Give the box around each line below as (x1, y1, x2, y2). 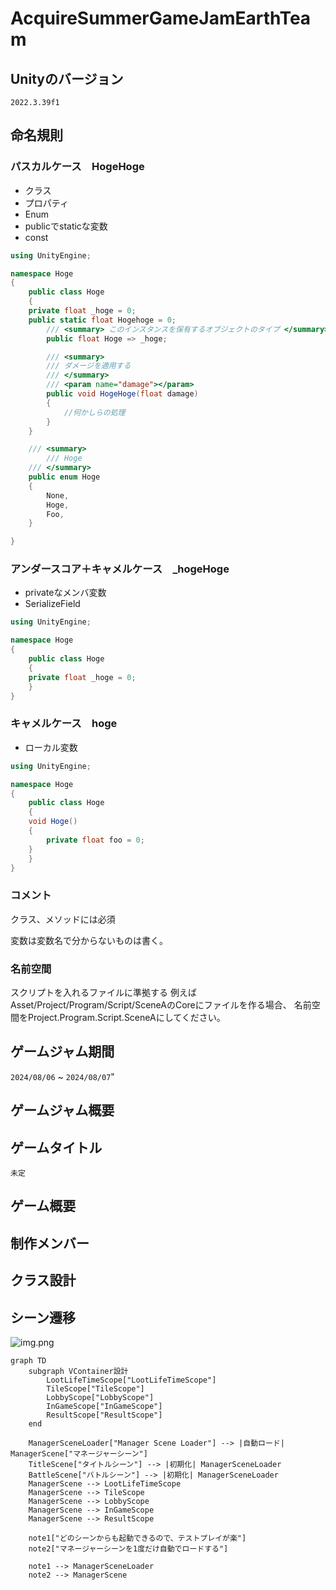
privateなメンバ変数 (24, 587, 107, 599)
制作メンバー (10, 1235, 90, 1252)
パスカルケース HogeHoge (10, 160, 145, 174)
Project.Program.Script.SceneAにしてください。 (27, 1012, 226, 1023)
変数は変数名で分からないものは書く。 (10, 934, 168, 946)
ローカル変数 (24, 741, 78, 753)
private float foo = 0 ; (46, 835, 145, 845)
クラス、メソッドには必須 (10, 913, 116, 925)
